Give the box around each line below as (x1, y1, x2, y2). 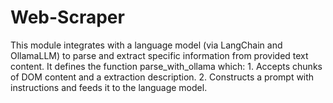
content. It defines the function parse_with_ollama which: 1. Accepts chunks (10, 60, 323, 72)
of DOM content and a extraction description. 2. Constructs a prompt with (10, 71, 315, 83)
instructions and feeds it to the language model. (10, 81, 208, 93)
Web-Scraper (10, 6, 125, 29)
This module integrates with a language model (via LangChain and (10, 39, 283, 51)
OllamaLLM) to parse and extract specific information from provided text (10, 49, 309, 61)
